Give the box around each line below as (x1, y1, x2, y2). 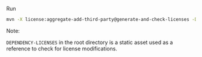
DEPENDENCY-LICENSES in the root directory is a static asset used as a (6, 39, 173, 46)
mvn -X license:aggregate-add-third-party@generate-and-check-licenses (6, 17, 189, 23)
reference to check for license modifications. (6, 45, 117, 52)
